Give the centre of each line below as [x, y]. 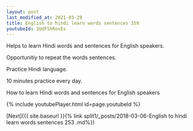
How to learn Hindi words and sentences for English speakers [83, 93]
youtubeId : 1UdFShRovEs [36, 29]
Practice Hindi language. [37, 69]
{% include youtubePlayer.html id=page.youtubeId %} [74, 104]
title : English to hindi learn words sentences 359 [73, 23]
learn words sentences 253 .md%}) [51, 123]
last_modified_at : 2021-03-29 [44, 18]
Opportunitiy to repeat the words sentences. [61, 57]
